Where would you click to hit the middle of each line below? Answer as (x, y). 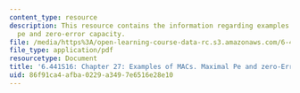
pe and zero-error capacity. (71, 34)
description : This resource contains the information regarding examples (150, 26)
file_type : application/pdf (62, 50)
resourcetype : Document (54, 58)
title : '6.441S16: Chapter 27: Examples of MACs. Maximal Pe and (133, 67)
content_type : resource (54, 17)
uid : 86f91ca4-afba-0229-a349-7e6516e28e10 (92, 75)
